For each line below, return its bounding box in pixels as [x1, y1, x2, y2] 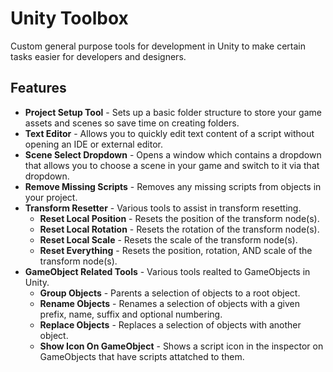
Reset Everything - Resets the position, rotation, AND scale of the [39, 244, 313, 256]
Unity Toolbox [10, 7, 129, 30]
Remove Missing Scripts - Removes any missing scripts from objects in [24, 180, 322, 192]
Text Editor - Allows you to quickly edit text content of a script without [24, 127, 315, 139]
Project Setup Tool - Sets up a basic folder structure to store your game [24, 106, 322, 118]
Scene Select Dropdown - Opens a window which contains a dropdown [24, 148, 322, 161]
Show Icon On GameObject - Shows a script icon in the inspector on [39, 340, 324, 352]
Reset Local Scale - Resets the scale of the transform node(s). [39, 233, 298, 246]
